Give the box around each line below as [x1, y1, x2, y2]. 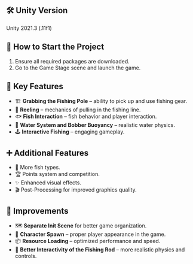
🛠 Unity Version [6, 5, 68, 16]
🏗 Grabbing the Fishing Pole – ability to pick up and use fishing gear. [14, 98, 187, 105]
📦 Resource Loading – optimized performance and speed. [14, 238, 161, 245]
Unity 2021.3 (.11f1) [6, 24, 52, 32]
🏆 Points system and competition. [14, 171, 100, 178]
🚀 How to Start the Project [6, 42, 105, 52]
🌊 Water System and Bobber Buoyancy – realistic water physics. [14, 122, 175, 129]
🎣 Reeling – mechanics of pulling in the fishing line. [14, 106, 141, 113]
